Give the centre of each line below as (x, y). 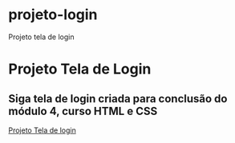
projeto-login (53, 15)
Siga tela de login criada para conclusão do (118, 99)
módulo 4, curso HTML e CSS (83, 111)
